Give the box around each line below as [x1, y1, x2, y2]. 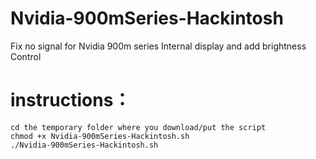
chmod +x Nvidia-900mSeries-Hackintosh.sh [10, 131, 190, 141]
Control [10, 50, 42, 62]
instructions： [10, 89, 132, 112]
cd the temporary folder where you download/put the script [10, 122, 267, 132]
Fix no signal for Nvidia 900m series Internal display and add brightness [10, 40, 307, 52]
